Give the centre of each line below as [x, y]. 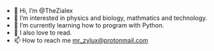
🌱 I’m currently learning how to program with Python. [89, 25]
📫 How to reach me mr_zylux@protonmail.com [81, 40]
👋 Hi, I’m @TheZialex [43, 11]
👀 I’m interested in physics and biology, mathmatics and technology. [110, 18]
